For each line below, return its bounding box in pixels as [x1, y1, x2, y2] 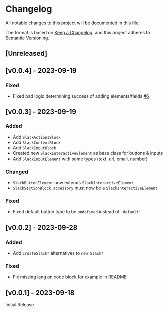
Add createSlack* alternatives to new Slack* [12, 250, 104, 256]
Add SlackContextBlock [12, 139, 61, 145]
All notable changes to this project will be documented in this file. [5, 20, 140, 26]
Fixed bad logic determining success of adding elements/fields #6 [12, 93, 149, 99]
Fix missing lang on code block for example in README [12, 274, 127, 280]
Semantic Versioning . [5, 35, 49, 41]
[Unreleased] [5, 49, 48, 58]
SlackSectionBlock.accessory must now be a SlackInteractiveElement [12, 185, 158, 191]
